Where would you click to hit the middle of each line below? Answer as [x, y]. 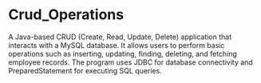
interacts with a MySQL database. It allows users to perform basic [117, 45]
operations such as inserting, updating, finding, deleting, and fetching [123, 53]
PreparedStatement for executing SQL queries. [85, 70]
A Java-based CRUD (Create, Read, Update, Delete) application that [120, 37]
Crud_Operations [66, 15]
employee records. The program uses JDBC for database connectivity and [130, 62]
